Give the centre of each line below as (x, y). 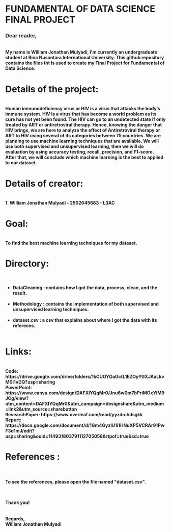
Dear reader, (21, 36)
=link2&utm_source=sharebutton (41, 409)
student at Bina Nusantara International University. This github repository (85, 58)
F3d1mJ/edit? (20, 431)
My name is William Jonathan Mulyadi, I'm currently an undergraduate (81, 52)
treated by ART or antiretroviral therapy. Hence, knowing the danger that (83, 125)
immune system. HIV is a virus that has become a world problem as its (81, 114)
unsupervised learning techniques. (51, 310)
